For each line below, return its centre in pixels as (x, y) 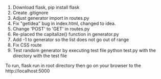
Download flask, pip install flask (46, 7)
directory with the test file (40, 56)
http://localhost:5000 (28, 71)
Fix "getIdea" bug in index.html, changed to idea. (64, 23)
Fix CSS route (27, 45)
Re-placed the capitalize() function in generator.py (66, 34)
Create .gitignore (30, 13)
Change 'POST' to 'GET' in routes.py (51, 29)
